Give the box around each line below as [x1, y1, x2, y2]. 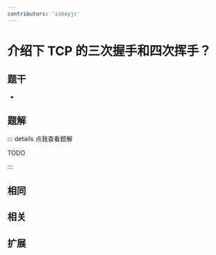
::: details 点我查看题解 [7, 135, 73, 143]
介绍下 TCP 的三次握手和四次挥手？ [7, 43, 212, 59]
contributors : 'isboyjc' [7, 10, 80, 18]
